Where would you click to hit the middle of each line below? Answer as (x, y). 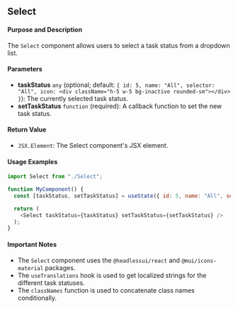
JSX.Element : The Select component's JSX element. (93, 145)
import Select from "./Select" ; (55, 177)
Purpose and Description (45, 29)
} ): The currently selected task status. (73, 98)
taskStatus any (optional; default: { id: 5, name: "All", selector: (116, 85)
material (30, 268)
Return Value (27, 129)
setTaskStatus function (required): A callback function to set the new (120, 106)
